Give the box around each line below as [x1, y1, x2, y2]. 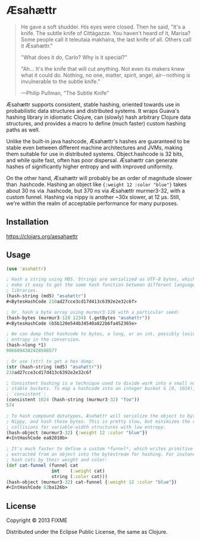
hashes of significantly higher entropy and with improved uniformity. [6, 163, 174, 170]
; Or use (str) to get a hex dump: [6, 358, 95, 364]
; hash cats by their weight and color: [6, 457, 108, 463]
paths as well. [6, 126, 40, 133]
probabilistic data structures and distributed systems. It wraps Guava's [6, 107, 180, 114]
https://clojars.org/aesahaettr [6, 232, 79, 240]
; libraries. [6, 288, 39, 294]
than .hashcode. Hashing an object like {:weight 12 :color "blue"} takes [6, 181, 187, 188]
